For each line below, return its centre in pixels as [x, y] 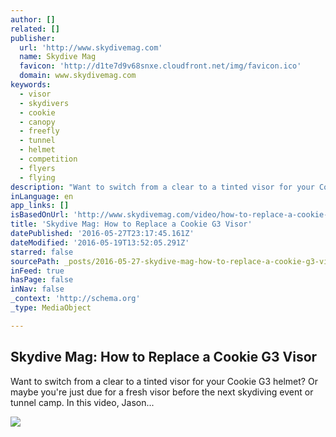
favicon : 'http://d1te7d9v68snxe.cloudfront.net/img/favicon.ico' [160, 66]
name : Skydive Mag [58, 57]
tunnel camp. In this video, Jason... [82, 402]
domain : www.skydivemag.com [78, 76]
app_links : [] [40, 206]
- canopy [37, 122]
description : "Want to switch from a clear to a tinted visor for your [162, 187]
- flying [37, 177]
